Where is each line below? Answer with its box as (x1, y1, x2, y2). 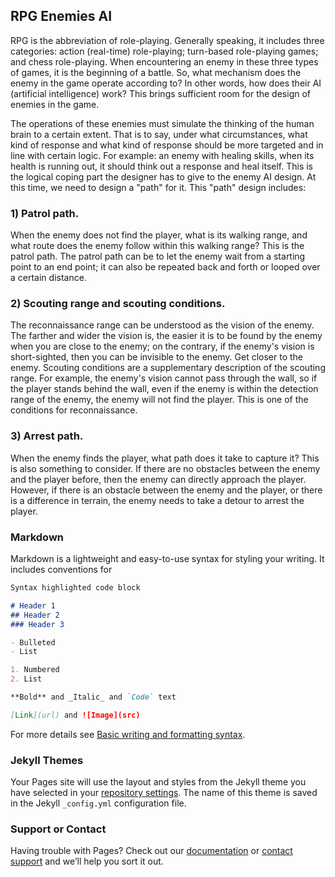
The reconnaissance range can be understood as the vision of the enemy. (10, 319, 315, 331)
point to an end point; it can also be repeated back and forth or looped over (10, 261, 321, 273)
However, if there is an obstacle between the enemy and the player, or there (10, 484, 323, 496)
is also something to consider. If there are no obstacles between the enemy (10, 462, 321, 474)
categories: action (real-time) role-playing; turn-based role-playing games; (10, 45, 319, 57)
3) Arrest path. (10, 429, 84, 443)
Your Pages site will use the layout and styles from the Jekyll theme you (10, 776, 307, 788)
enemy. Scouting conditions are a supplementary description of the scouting (10, 362, 326, 374)
